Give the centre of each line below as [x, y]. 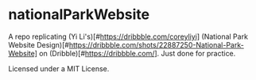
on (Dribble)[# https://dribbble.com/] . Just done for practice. [138, 53]
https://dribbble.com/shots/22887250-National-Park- [156, 44]
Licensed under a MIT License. [59, 68]
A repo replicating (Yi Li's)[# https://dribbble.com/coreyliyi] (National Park [128, 36]
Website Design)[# [39, 44]
